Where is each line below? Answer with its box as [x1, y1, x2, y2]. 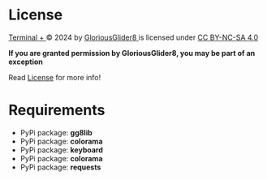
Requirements [8, 101, 106, 119]
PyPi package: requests [19, 162, 101, 172]
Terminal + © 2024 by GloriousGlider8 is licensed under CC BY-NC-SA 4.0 [8, 32, 259, 42]
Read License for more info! [8, 72, 101, 82]
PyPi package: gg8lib [19, 127, 93, 137]
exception [8, 57, 43, 66]
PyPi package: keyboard [19, 144, 103, 155]
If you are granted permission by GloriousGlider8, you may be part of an [8, 48, 256, 58]
